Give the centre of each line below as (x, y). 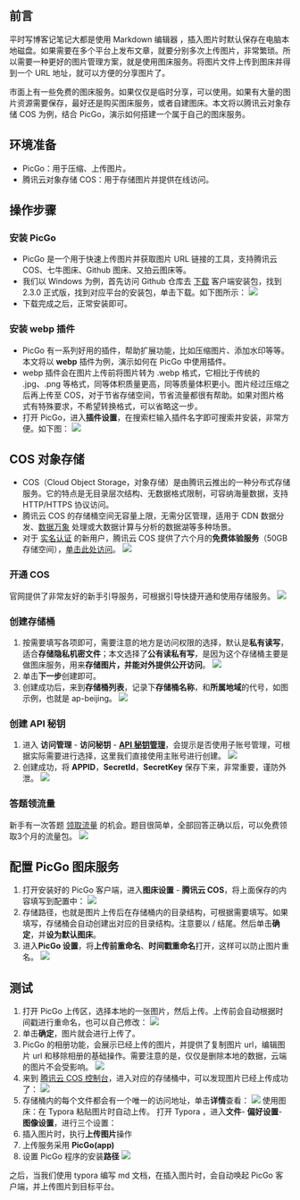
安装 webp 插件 (42, 329)
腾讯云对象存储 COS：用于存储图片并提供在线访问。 (118, 179)
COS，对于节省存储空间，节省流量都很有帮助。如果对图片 (170, 395)
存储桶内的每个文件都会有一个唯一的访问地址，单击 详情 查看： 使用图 (154, 1101)
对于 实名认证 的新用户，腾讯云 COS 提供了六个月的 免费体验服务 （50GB (155, 538)
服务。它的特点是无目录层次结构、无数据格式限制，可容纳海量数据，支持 (155, 493)
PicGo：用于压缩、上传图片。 (76, 168)
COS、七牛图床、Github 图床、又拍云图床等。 (107, 270)
